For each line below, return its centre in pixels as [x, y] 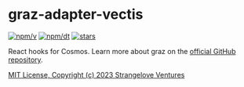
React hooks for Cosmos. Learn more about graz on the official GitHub [122, 51]
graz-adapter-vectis [76, 14]
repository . [25, 60]
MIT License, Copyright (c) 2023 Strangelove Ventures [97, 74]
